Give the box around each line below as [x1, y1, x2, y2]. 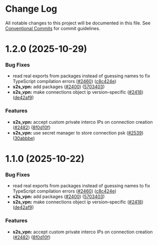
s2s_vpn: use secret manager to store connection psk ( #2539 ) [12, 129, 144, 135]
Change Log [5, 3, 57, 15]
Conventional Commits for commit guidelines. [5, 25, 100, 31]
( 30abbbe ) [12, 135, 35, 141]
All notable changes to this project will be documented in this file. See [5, 20, 151, 26]
